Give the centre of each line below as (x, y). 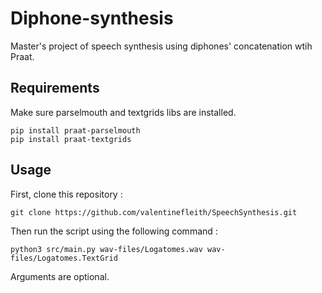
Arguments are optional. (60, 276)
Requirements (55, 88)
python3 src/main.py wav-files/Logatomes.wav (106, 249)
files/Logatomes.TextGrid (64, 258)
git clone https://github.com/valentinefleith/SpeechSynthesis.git (154, 212)
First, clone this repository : (66, 194)
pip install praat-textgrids (71, 139)
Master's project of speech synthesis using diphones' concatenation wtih (161, 46)
